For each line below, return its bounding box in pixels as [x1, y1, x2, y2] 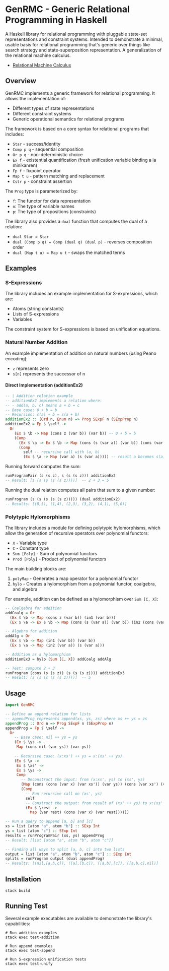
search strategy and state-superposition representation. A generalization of [5, 47, 162, 53]
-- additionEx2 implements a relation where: [5, 398, 102, 403]
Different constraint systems [12, 110, 71, 116]
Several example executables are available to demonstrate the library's [5, 915, 152, 921]
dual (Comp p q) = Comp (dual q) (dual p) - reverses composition [12, 238, 152, 245]
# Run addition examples [5, 930, 57, 935]
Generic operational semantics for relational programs [12, 116, 125, 122]
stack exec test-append [5, 948, 55, 953]
